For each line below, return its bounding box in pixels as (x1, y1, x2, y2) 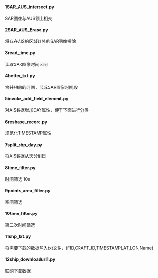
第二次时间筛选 (5, 222, 35, 228)
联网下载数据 (5, 268, 31, 274)
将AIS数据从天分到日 (5, 153, 46, 159)
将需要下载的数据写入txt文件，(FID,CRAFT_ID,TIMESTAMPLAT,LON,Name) (5, 245, 154, 251)
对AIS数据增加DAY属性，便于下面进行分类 (5, 107, 89, 113)
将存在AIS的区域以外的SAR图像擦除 (5, 38, 77, 44)
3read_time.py (5, 50, 36, 56)
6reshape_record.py (5, 119, 48, 125)
